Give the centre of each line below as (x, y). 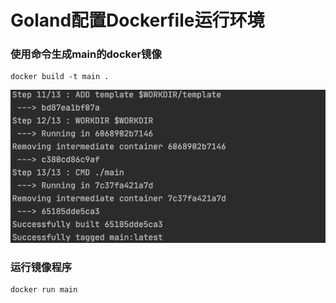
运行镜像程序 (41, 268)
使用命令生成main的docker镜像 (86, 54)
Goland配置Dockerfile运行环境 (137, 20)
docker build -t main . (60, 77)
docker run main (44, 290)
